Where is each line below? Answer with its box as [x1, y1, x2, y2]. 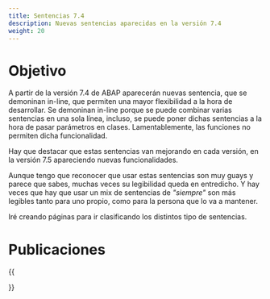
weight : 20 [8, 27, 45, 35]
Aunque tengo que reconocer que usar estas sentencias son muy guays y [8, 171, 254, 181]
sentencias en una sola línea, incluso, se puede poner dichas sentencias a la [8, 114, 262, 123]
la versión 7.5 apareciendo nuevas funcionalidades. [8, 155, 179, 165]
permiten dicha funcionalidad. [8, 131, 108, 141]
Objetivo [8, 61, 67, 80]
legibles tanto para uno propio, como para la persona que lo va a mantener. [8, 197, 259, 206]
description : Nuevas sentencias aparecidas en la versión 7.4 [8, 19, 222, 27]
